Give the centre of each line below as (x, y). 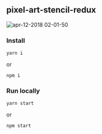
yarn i (15, 53)
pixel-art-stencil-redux (51, 10)
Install (16, 40)
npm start (19, 126)
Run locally (23, 91)
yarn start (20, 104)
